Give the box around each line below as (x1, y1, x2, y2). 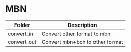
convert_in (8, 30, 33, 37)
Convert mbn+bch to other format (42, 38, 123, 45)
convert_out (8, 38, 37, 45)
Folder (14, 21, 31, 29)
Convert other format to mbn (42, 30, 111, 37)
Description (67, 21, 97, 29)
